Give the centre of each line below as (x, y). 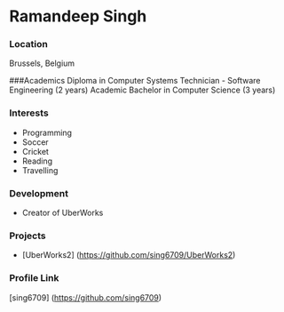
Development (39, 193)
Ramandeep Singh (78, 16)
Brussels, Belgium (42, 63)
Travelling (40, 170)
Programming (47, 132)
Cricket (35, 151)
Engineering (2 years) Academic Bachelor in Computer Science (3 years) (142, 90)
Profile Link (34, 278)
